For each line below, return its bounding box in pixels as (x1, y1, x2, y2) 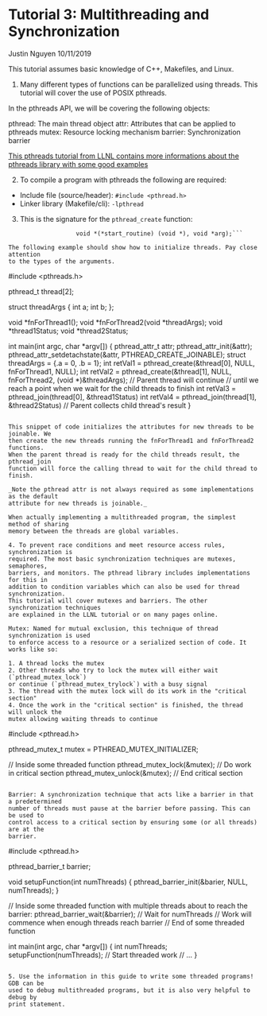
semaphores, (8, 562, 48, 570)
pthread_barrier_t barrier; (8, 861, 91, 871)
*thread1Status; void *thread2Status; (8, 326, 129, 335)
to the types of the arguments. (8, 257, 115, 266)
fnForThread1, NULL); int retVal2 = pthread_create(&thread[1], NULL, (8, 366, 232, 376)
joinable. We (8, 429, 52, 438)
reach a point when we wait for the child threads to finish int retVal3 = (8, 383, 237, 393)
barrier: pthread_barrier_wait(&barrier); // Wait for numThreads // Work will (8, 909, 252, 919)
